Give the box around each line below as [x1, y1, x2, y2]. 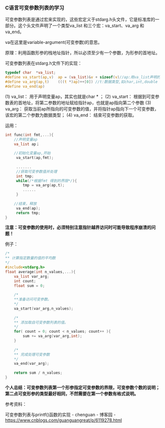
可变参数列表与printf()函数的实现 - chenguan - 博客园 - [5, 411, 116, 418]
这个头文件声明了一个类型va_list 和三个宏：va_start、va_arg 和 [18, 23, 144, 29]
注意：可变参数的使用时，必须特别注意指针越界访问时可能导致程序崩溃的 [5, 225, 151, 231]
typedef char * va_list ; [5, 70, 56, 75]
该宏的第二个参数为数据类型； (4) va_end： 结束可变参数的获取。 [5, 112, 137, 118]
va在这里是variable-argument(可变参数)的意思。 [5, 39, 102, 45]
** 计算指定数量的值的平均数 [5, 256, 56, 261]
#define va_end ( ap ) [5, 84, 45, 89]
